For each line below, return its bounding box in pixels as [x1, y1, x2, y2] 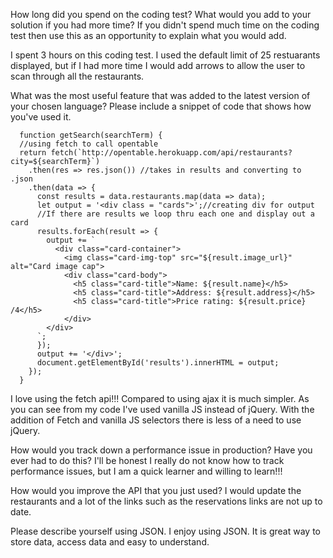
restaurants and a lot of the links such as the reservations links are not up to [10, 495, 323, 507]
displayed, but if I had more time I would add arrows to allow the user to [10, 60, 306, 71]
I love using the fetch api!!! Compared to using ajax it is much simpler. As [10, 393, 310, 404]
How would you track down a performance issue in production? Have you [10, 444, 313, 456]
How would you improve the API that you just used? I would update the [10, 485, 302, 496]
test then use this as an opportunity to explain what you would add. [10, 30, 287, 41]
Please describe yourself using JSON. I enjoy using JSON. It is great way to [10, 525, 321, 537]
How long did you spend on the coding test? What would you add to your [10, 9, 312, 20]
